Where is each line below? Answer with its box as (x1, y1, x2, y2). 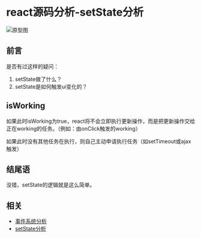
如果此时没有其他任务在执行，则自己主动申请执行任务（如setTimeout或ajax (6, 137, 191, 144)
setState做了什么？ (14, 76, 62, 83)
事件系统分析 (14, 218, 47, 225)
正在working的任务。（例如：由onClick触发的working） (6, 125, 141, 132)
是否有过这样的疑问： (6, 62, 59, 70)
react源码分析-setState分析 (6, 5, 144, 19)
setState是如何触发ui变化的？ (14, 83, 88, 90)
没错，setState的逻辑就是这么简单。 (6, 181, 95, 189)
